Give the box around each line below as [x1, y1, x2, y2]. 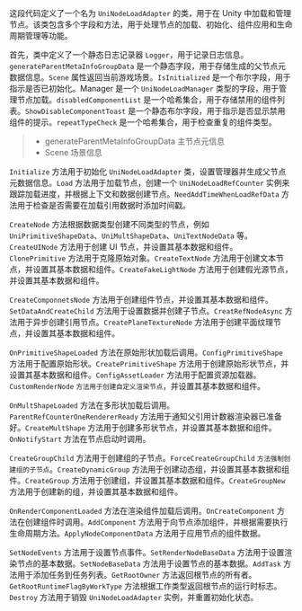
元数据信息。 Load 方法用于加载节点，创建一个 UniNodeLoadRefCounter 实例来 [9, 178, 290, 188]
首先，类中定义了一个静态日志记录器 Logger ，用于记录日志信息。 [9, 49, 249, 60]
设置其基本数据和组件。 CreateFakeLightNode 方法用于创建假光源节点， [32, 264, 293, 274]
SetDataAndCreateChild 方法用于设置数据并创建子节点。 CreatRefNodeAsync [9, 305, 283, 316]
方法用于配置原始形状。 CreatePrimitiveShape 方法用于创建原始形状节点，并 [9, 359, 289, 368]
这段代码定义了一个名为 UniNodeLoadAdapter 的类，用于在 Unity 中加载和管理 [9, 8, 292, 18]
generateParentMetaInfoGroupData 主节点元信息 [44, 136, 226, 146]
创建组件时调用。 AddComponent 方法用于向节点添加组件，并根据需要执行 [24, 517, 289, 527]
